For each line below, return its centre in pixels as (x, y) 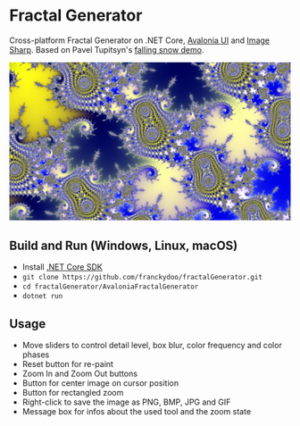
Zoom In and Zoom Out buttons (80, 374)
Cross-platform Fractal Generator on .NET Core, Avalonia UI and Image (140, 40)
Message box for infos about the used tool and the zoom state (137, 412)
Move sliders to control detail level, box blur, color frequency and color (152, 346)
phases (36, 355)
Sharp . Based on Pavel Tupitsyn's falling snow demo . (107, 49)
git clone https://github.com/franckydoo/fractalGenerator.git (142, 278)
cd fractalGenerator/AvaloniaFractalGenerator (110, 287)
